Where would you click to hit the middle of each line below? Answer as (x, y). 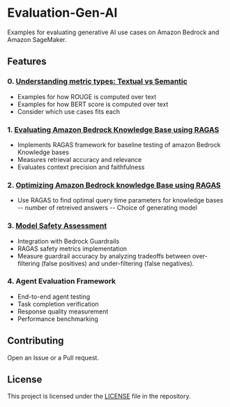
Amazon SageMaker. (37, 39)
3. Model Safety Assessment (57, 226)
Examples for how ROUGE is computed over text (87, 96)
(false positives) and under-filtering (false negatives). (118, 263)
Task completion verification (58, 304)
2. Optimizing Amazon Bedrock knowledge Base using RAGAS (114, 185)
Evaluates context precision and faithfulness (81, 167)
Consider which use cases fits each (69, 111)
